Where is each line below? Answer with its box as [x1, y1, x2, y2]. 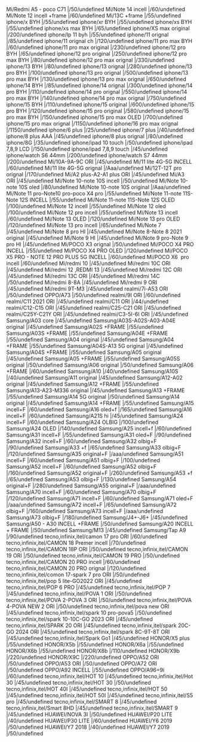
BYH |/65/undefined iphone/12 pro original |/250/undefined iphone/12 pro [6, 50, 187, 57]
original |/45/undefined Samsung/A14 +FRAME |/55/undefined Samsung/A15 [6, 399, 194, 407]
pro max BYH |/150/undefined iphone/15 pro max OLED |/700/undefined [6, 114, 183, 121]
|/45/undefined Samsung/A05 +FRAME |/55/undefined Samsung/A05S [6, 355, 180, 362]
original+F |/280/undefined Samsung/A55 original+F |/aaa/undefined [6, 482, 176, 489]
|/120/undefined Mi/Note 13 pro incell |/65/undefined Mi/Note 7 [6, 222, 161, 228]
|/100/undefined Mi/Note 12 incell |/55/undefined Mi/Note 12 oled [6, 203, 166, 209]
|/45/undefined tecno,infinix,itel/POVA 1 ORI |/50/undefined [6, 590, 152, 597]
